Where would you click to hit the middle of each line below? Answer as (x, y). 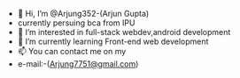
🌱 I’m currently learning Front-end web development (113, 41)
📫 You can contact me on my (72, 51)
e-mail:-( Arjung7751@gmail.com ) (78, 64)
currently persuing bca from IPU (76, 23)
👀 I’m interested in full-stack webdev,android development (124, 32)
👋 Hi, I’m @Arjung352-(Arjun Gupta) (83, 14)
